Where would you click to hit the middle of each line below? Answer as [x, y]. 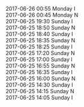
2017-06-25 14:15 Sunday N [40, 91]
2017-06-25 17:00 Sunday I [39, 59]
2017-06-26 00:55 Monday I [40, 9]
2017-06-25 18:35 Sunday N [40, 40]
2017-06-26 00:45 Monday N [42, 15]
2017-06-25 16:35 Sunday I [39, 72]
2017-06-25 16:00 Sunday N [40, 78]
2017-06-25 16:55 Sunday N [40, 66]
